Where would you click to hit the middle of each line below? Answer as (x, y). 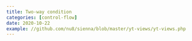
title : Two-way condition (39, 12)
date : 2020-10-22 (28, 23)
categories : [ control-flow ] (42, 17)
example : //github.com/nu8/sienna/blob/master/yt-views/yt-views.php (96, 29)
